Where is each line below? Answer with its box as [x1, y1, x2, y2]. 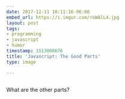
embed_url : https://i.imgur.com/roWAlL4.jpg [6, 14, 120, 20]
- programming [6, 31, 42, 37]
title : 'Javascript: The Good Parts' [6, 53, 101, 59]
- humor [6, 43, 26, 49]
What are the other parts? [6, 86, 70, 93]
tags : [6, 25, 20, 32]
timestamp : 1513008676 [6, 48, 63, 54]
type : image [6, 59, 36, 65]
